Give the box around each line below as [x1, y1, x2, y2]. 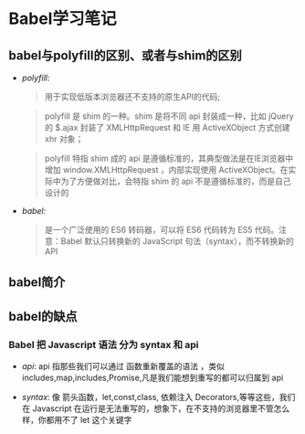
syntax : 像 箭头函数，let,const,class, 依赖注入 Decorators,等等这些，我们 [21, 392, 296, 403]
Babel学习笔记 [8, 8, 117, 29]
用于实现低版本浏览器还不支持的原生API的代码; [44, 91, 221, 101]
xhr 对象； [44, 133, 84, 144]
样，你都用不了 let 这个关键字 [21, 415, 132, 426]
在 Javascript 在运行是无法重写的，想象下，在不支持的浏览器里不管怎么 [21, 403, 290, 414]
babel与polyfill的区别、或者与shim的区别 [8, 48, 243, 63]
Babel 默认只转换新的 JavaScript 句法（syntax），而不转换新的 [60, 236, 294, 247]
